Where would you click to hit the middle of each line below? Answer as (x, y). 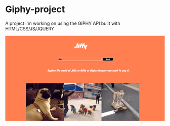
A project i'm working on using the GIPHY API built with (63, 23)
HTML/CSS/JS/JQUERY (30, 28)
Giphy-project (35, 9)
